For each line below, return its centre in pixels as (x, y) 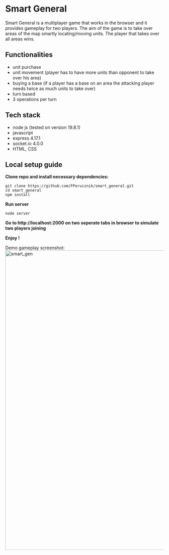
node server (18, 214)
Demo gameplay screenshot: (35, 248)
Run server (17, 204)
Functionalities (29, 55)
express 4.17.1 (26, 138)
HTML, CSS (24, 149)
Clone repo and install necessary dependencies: (57, 177)
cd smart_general (23, 191)
